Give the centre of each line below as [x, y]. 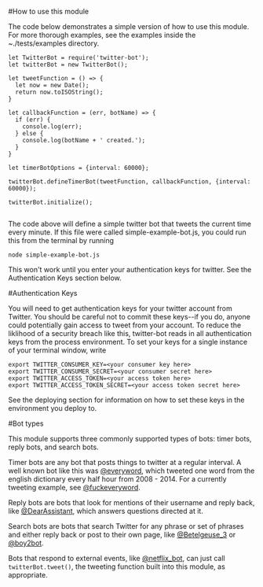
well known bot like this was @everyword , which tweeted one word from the [131, 471]
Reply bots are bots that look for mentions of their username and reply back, [131, 502]
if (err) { [33, 120]
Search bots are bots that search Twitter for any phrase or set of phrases [126, 526]
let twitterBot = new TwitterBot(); [68, 65]
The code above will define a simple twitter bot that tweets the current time [130, 224]
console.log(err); [52, 127]
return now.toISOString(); [59, 92]
